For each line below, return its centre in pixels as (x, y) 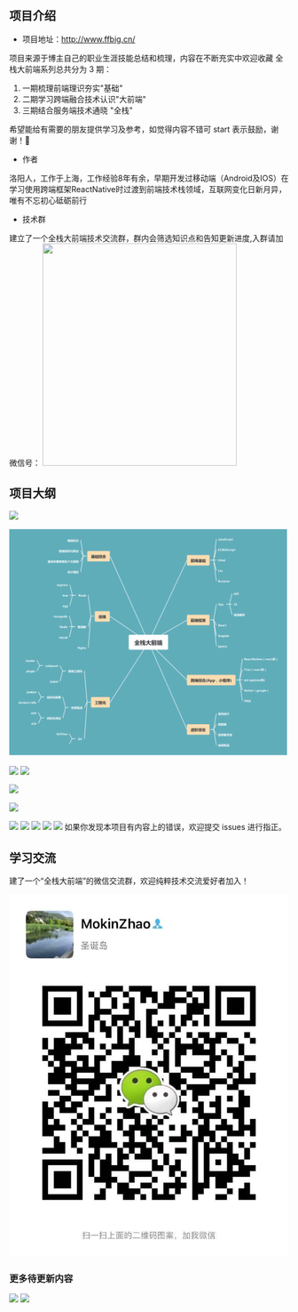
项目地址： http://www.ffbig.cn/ (78, 39)
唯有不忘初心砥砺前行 (48, 200)
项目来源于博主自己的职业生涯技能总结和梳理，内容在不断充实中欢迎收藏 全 (146, 58)
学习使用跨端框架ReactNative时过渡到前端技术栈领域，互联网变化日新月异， (148, 189)
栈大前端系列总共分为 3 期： (61, 68)
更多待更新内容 (41, 1278)
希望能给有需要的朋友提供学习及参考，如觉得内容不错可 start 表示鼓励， (140, 129)
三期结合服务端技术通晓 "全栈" (77, 110)
